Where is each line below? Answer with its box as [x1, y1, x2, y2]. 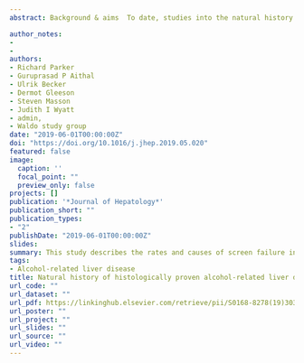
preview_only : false [17, 181, 95, 190]
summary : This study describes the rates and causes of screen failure [9, 247, 285, 257]
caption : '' [17, 163, 63, 172]
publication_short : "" [9, 206, 95, 215]
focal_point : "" [17, 172, 79, 181]
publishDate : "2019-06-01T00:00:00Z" [9, 231, 152, 240]
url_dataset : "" [9, 290, 71, 299]
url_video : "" [9, 340, 63, 349]
